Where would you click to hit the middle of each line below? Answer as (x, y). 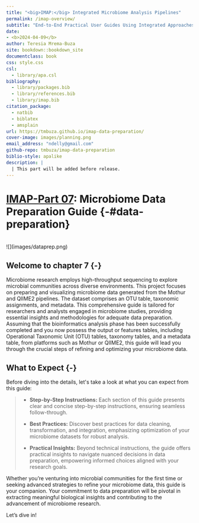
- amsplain (25, 125)
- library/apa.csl (34, 75)
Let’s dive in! (21, 515)
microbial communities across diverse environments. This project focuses (96, 286)
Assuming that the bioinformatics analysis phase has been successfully (93, 324)
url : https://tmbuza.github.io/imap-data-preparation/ (75, 131)
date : (13, 31)
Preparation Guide (52, 211)
